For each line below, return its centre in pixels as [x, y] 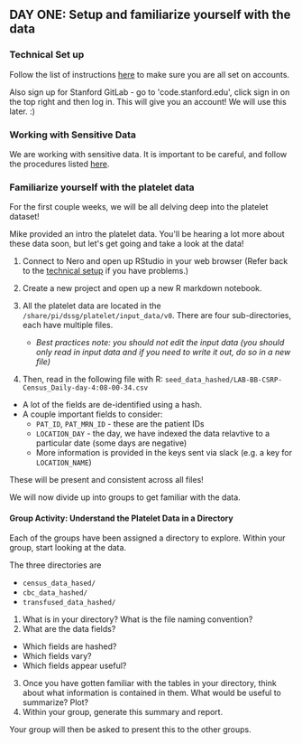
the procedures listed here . [59, 164]
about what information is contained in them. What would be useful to [151, 693]
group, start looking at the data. [68, 548]
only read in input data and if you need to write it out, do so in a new [163, 353]
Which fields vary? [57, 656]
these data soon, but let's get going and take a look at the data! [127, 244]
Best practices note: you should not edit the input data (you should [160, 343]
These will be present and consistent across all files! [107, 480]
